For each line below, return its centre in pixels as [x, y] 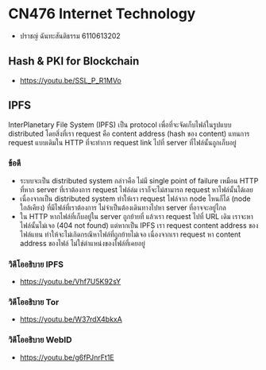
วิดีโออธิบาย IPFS [36, 264]
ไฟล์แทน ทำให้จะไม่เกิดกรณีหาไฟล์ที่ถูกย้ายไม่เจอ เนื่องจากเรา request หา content [130, 234]
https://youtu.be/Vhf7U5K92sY [70, 282]
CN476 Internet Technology [102, 14]
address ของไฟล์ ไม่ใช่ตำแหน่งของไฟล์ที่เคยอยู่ [82, 243]
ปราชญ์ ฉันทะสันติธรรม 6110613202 [70, 36]
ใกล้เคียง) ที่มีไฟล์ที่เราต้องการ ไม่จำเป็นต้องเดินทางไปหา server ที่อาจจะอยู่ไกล [123, 207]
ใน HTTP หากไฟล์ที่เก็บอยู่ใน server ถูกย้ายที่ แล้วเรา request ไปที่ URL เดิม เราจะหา [137, 216]
